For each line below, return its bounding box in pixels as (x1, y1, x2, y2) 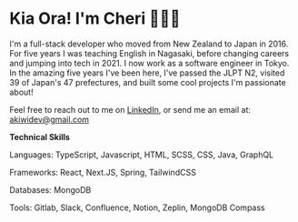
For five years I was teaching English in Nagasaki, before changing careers (9, 47, 289, 58)
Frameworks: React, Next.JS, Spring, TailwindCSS (9, 166, 197, 177)
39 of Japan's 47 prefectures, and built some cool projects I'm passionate (9, 76, 286, 87)
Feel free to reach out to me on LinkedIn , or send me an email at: (9, 104, 252, 115)
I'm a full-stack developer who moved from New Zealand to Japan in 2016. (9, 38, 289, 49)
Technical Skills (9, 131, 71, 142)
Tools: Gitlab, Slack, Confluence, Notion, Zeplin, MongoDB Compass (9, 202, 265, 213)
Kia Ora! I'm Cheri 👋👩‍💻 (9, 8, 181, 29)
